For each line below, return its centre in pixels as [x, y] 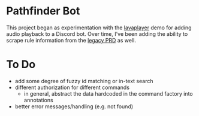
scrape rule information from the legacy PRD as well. [71, 40]
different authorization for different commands [72, 87]
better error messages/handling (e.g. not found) [74, 106]
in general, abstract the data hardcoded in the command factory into [108, 93]
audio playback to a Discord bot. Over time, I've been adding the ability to [97, 33]
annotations [38, 100]
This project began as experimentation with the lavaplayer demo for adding [99, 28]
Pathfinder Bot [43, 11]
